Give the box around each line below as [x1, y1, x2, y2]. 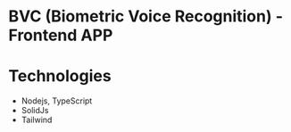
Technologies [8, 66, 112, 87]
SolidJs [21, 105, 49, 116]
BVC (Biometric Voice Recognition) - [8, 6, 283, 27]
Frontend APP [8, 25, 113, 45]
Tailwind [21, 114, 53, 126]
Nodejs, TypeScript [21, 95, 93, 106]
